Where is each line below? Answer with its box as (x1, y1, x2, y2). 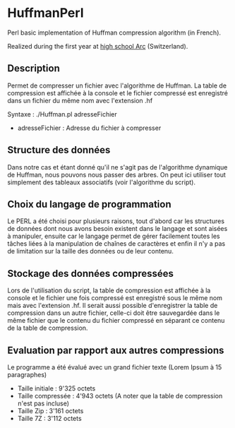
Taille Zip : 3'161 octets (17, 407, 84, 415)
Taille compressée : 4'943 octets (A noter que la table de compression (17, 392, 223, 400)
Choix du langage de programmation (7, 198, 171, 210)
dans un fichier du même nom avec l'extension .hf (7, 96, 153, 105)
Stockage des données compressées (7, 267, 174, 280)
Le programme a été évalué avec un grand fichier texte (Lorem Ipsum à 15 (7, 363, 222, 371)
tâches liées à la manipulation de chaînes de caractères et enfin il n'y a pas (7, 239, 226, 248)
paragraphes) (7, 371, 47, 379)
